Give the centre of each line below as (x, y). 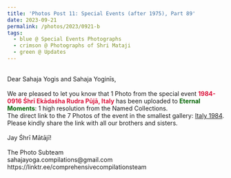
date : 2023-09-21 (32, 20)
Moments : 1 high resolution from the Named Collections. (88, 108)
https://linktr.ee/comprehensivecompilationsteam (77, 167)
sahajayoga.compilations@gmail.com (60, 159)
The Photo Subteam (36, 152)
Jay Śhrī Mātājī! (29, 137)
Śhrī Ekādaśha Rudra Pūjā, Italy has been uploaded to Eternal (112, 101)
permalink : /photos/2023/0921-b (53, 26)
